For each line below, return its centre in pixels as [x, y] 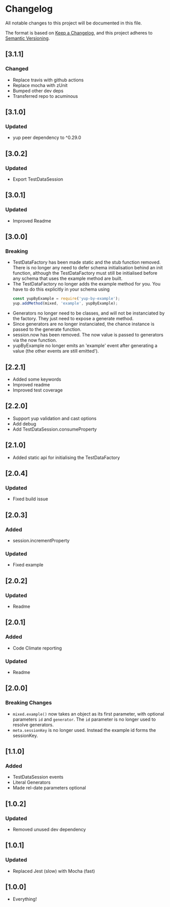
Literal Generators [32, 782]
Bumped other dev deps [38, 91]
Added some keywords [37, 379]
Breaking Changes [29, 703]
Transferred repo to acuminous [45, 96]
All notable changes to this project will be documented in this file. [74, 23]
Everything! [25, 899]
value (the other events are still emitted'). [56, 351]
